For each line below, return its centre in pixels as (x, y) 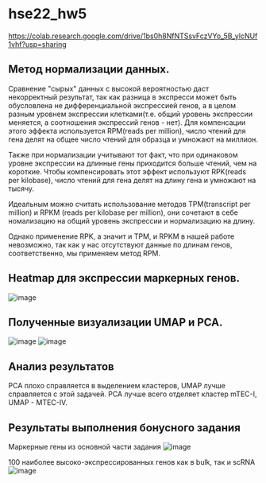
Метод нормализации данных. (89, 70)
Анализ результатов (61, 366)
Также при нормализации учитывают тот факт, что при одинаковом (123, 154)
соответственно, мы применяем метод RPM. (85, 253)
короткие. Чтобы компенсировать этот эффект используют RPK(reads (127, 171)
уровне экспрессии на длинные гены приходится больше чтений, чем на (133, 163)
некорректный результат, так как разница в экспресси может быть (122, 97)
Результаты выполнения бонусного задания (124, 428)
